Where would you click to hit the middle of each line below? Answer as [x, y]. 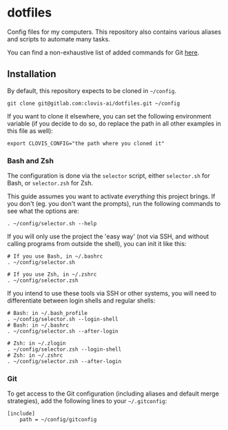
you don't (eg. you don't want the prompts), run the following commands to [114, 204]
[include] [21, 414]
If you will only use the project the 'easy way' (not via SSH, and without [108, 236]
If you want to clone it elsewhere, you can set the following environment [109, 116]
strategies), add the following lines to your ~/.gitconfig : [87, 401]
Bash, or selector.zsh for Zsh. [50, 183]
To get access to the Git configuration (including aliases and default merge [113, 393]
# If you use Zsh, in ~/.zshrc [52, 275]
